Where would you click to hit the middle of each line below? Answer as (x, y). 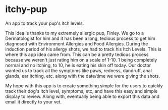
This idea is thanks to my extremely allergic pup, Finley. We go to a (75, 33)
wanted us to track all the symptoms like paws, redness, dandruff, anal (79, 70)
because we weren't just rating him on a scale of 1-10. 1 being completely (81, 60)
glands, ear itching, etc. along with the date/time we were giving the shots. (83, 76)
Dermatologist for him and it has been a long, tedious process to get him (80, 38)
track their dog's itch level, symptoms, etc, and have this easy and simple (81, 91)
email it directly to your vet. (34, 101)
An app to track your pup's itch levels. (45, 23)
